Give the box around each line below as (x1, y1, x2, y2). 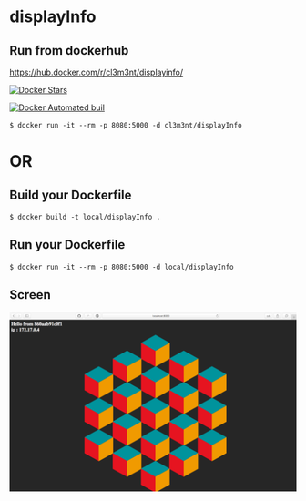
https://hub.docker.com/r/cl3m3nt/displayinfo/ (9, 66, 184, 77)
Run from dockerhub (9, 43, 129, 58)
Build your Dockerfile (9, 187, 132, 202)
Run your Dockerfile (9, 237, 126, 252)
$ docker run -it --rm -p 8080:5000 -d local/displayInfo (9, 262, 234, 271)
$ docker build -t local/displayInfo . (9, 212, 161, 221)
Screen (9, 287, 52, 302)
